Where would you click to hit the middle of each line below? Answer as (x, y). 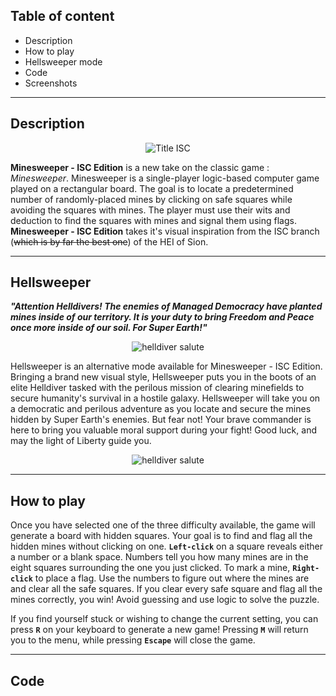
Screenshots (51, 83)
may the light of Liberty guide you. (81, 441)
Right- (306, 569)
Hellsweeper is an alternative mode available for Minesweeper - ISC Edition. (166, 366)
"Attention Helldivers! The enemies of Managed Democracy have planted (166, 306)
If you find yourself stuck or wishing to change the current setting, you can (164, 619)
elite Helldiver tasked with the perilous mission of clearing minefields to (157, 388)
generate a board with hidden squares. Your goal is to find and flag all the (161, 536)
